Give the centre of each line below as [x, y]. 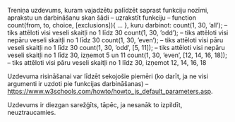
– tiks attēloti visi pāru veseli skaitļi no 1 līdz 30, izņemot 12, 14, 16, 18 [107, 62]
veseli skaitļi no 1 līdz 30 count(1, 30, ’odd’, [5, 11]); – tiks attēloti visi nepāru [116, 48]
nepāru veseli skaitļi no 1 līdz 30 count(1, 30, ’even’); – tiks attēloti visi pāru [115, 40]
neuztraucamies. [32, 112]
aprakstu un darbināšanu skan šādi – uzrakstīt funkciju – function [102, 18]
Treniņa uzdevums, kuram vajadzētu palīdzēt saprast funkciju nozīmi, [108, 10]
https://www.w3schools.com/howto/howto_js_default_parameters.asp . [110, 91]
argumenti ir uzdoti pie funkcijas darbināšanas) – [78, 84]
